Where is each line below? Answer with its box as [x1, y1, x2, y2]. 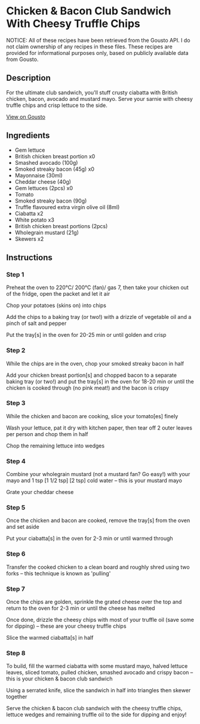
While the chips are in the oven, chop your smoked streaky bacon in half [6, 360, 184, 367]
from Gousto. [6, 56, 39, 63]
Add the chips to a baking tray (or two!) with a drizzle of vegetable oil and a [6, 314, 192, 321]
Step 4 [6, 457, 26, 465]
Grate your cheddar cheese [6, 489, 74, 496]
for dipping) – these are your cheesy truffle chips [6, 622, 127, 630]
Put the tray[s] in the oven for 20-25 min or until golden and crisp [6, 332, 167, 339]
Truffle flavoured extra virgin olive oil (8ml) [14, 203, 120, 210]
